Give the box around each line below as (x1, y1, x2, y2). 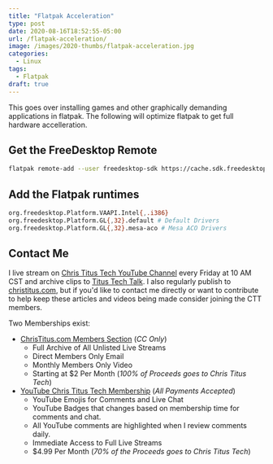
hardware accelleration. (8, 120, 88, 129)
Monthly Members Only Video (32, 360, 132, 370)
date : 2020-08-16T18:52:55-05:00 (8, 27, 122, 35)
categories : (8, 50, 49, 58)
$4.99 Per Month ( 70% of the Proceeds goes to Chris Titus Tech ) (32, 447, 251, 457)
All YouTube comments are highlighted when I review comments (32, 421, 248, 431)
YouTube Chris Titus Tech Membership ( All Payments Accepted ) (19, 386, 236, 396)
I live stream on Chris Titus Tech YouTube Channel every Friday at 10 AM (8, 268, 252, 278)
